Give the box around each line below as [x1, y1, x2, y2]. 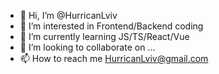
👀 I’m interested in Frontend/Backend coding [19, 20, 204, 32]
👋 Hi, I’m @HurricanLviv [19, 10, 118, 21]
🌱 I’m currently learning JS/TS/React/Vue [19, 31, 190, 42]
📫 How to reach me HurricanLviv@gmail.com [19, 53, 209, 64]
